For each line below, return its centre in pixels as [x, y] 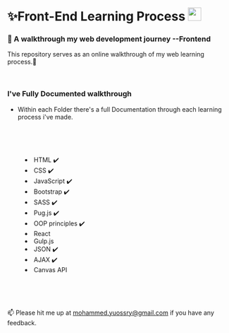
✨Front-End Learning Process [96, 17]
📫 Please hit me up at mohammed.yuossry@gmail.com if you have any [111, 312]
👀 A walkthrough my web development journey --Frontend [109, 39]
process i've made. [45, 117]
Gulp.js [44, 241]
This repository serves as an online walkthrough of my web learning [106, 54]
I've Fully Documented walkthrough [70, 94]
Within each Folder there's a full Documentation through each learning [119, 109]
